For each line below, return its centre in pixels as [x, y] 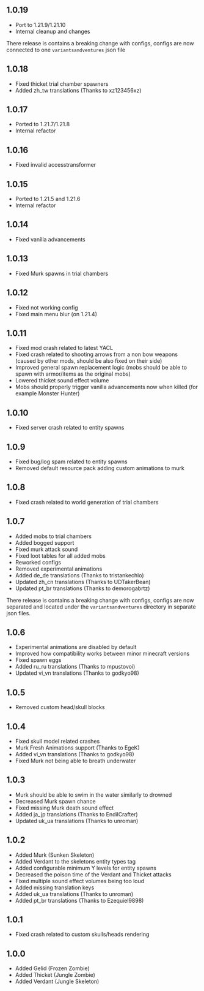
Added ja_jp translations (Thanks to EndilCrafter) [77, 814]
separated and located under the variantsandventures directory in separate [101, 607]
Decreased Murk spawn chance [55, 801]
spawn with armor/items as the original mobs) [73, 374]
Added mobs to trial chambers [53, 536]
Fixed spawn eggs [38, 660]
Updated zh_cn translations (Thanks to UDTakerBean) [83, 582]
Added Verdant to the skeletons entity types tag [75, 861]
